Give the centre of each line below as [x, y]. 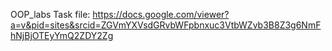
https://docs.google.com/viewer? [161, 14]
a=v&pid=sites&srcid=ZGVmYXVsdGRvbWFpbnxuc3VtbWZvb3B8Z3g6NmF [166, 25]
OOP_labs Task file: [50, 14]
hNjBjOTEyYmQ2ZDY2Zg [62, 35]
